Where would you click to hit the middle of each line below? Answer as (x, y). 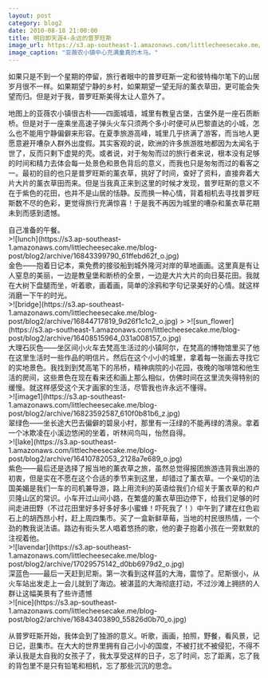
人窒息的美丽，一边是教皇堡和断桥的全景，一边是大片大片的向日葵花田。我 (130, 275)
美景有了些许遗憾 (64, 593)
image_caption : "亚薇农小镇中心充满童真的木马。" (83, 53)
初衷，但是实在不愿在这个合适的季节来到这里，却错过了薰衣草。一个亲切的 (130, 478)
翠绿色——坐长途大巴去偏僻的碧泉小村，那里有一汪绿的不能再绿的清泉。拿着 (134, 423)
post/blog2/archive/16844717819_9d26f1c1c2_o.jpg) (93, 321)
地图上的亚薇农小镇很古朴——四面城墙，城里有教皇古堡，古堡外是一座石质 (130, 113)
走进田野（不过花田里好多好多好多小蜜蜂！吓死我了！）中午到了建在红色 (134, 508)
